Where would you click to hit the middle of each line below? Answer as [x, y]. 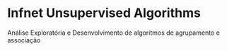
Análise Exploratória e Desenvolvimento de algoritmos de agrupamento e [114, 33]
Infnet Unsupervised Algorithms [104, 13]
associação [24, 40]
